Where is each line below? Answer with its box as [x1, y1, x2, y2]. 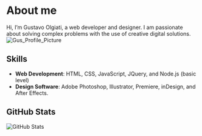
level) [15, 76, 29, 83]
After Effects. [15, 89, 49, 97]
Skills [6, 54, 27, 64]
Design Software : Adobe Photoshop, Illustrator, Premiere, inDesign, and [15, 83, 196, 90]
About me [6, 4, 57, 18]
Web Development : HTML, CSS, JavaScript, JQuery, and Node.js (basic [15, 70, 197, 77]
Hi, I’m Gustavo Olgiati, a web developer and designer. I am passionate [6, 24, 184, 31]
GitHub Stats [6, 107, 56, 117]
